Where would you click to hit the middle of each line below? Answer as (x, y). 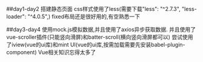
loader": (16, 16)
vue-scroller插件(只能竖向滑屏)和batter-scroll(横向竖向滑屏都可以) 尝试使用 (100, 37)
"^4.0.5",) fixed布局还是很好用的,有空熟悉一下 (84, 16)
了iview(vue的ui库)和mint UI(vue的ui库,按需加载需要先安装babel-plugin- (96, 45)
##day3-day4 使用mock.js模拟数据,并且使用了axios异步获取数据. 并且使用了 (101, 29)
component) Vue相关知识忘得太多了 (51, 52)
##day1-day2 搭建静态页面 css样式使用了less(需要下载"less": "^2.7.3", (93, 9)
